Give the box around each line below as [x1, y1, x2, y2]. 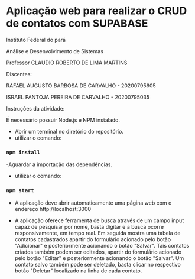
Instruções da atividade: [6, 105, 65, 112]
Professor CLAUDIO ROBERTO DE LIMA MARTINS [6, 59, 128, 66]
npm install [6, 149, 41, 155]
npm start [6, 187, 34, 194]
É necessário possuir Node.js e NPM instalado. [6, 116, 120, 124]
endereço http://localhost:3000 [14, 205, 92, 212]
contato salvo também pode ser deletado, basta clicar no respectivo [14, 261, 181, 268]
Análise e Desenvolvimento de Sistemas [6, 47, 103, 54]
